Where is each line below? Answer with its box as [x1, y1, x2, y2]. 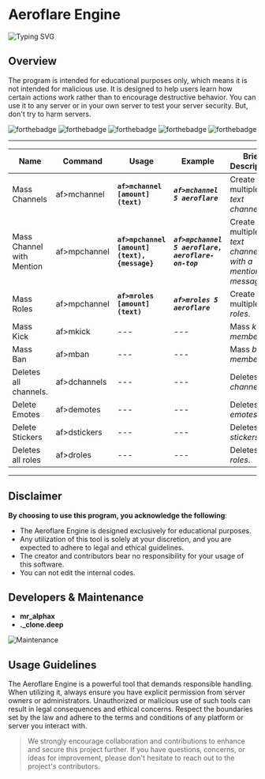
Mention [12, 261, 43, 272]
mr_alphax [19, 612, 55, 621]
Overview [8, 55, 58, 68]
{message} [117, 258, 154, 268]
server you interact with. [8, 721, 88, 731]
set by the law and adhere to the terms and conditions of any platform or [8, 713, 244, 722]
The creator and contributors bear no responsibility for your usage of [19, 551, 244, 560]
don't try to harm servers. [8, 109, 91, 119]
